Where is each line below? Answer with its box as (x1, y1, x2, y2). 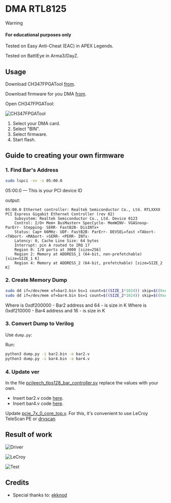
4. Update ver (5, 368, 40, 375)
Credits (5, 479, 30, 487)
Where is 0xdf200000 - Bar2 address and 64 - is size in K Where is (5, 302, 147, 308)
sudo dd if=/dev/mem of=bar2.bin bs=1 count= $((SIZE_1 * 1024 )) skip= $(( (5, 288, 160, 293)
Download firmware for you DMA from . (5, 91, 87, 97)
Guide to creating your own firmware (5, 151, 125, 160)
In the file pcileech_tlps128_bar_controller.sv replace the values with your (5, 379, 159, 386)
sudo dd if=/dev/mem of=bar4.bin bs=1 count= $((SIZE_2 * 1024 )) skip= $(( (5, 293, 160, 298)
